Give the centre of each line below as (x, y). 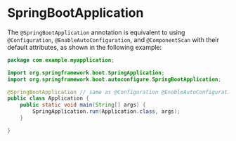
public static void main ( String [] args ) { (83, 105)
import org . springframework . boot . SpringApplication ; (86, 73)
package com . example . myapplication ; (61, 60)
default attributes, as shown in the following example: (85, 47)
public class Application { (48, 99)
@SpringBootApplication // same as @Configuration (83, 92)
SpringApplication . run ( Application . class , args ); (106, 112)
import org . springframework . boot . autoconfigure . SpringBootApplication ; (114, 79)
